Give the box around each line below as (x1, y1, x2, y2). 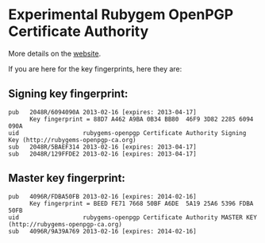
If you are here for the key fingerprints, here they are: (8, 64, 182, 73)
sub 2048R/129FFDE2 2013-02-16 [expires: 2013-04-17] (8, 149, 197, 158)
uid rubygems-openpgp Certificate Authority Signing (8, 129, 247, 137)
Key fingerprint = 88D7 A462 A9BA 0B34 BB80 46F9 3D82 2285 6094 (29, 115, 254, 123)
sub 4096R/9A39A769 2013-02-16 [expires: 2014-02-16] (8, 227, 197, 235)
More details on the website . (8, 48, 102, 58)
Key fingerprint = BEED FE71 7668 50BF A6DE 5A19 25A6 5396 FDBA (29, 199, 254, 207)
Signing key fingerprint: (8, 87, 129, 101)
